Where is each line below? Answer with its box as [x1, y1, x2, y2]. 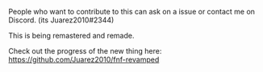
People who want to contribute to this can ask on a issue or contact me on [8, 7, 256, 16]
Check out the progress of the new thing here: [8, 46, 162, 55]
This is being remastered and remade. [8, 31, 135, 40]
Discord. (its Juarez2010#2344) [8, 15, 115, 25]
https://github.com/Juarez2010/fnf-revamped [8, 55, 160, 64]
